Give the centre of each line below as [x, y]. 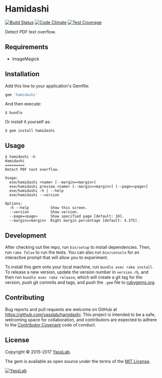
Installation [22, 74]
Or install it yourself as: [28, 122]
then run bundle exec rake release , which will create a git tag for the [74, 277]
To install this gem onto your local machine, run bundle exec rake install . [79, 267]
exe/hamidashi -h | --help [37, 191]
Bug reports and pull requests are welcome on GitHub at [61, 309]
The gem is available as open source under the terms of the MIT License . [78, 361]
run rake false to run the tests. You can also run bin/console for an [72, 252]
